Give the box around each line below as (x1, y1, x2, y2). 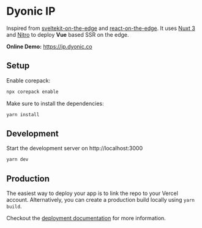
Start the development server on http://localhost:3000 (6, 145, 143, 152)
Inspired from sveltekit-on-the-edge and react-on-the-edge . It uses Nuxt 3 (6, 24, 196, 32)
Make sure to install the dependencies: (6, 100, 104, 107)
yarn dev (6, 156, 29, 163)
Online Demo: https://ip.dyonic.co (6, 43, 93, 50)
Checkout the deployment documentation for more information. (6, 215, 166, 221)
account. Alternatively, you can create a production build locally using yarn (6, 196, 195, 203)
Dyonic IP (6, 4, 56, 18)
